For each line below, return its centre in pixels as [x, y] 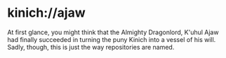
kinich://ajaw [46, 13]
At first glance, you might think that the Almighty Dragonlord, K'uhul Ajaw [113, 32]
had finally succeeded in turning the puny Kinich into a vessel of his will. [112, 39]
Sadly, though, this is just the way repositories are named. [91, 47]
